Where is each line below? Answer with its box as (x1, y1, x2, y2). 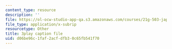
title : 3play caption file (5, 31, 63, 36)
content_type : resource (5, 7, 56, 13)
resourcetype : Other (5, 27, 50, 32)
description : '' (5, 12, 40, 17)
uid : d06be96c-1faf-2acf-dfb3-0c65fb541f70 (5, 36, 100, 41)
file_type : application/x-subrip (5, 21, 77, 27)
